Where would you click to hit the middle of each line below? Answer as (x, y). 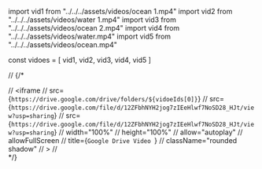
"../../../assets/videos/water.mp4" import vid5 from (90, 36)
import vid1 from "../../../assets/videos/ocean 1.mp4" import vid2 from (120, 11)
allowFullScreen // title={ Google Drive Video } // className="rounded (123, 140)
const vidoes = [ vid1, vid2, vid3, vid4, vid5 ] (80, 60)
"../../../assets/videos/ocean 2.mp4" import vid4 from (94, 28)
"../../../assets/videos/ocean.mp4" (63, 45)
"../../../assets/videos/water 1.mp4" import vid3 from (92, 20)
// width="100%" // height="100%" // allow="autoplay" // (151, 132)
